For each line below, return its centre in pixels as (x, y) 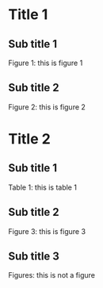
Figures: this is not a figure (51, 275)
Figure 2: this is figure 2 (47, 107)
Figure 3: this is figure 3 (47, 231)
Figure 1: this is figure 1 (46, 63)
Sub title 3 (34, 257)
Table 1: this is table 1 (43, 187)
